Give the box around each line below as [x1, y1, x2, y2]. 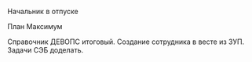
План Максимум [7, 22, 63, 31]
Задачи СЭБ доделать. [7, 46, 84, 54]
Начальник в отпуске [7, 7, 79, 16]
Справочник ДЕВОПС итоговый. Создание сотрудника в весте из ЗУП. [7, 37, 245, 46]
